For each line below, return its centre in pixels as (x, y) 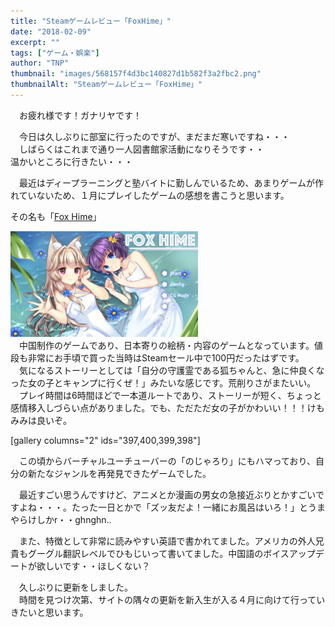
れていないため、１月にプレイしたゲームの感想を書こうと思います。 (150, 195)
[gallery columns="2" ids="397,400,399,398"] (105, 440)
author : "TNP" (40, 63)
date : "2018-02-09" (51, 31)
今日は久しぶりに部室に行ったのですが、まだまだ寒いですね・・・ (154, 136)
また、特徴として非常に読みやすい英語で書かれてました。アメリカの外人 (167, 541)
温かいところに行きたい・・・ (71, 161)
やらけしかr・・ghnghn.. (61, 519)
